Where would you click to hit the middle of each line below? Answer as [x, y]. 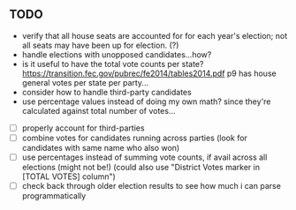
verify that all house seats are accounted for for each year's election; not [155, 35]
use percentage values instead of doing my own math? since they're [146, 101]
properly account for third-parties [83, 128]
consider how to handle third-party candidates [106, 92]
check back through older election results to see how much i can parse [151, 186]
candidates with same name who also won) [101, 147]
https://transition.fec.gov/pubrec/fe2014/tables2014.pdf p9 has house [149, 73]
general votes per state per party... [85, 82]
